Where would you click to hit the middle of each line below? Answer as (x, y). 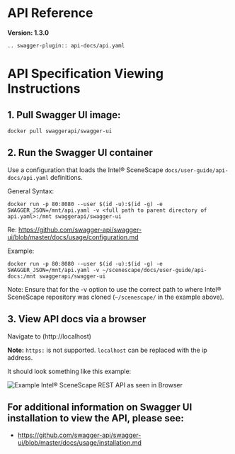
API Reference (50, 13)
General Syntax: (31, 191)
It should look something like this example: (69, 371)
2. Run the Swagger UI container (80, 153)
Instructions (44, 89)
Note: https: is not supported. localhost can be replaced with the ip (107, 350)
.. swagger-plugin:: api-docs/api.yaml (66, 45)
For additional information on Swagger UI (100, 407)
